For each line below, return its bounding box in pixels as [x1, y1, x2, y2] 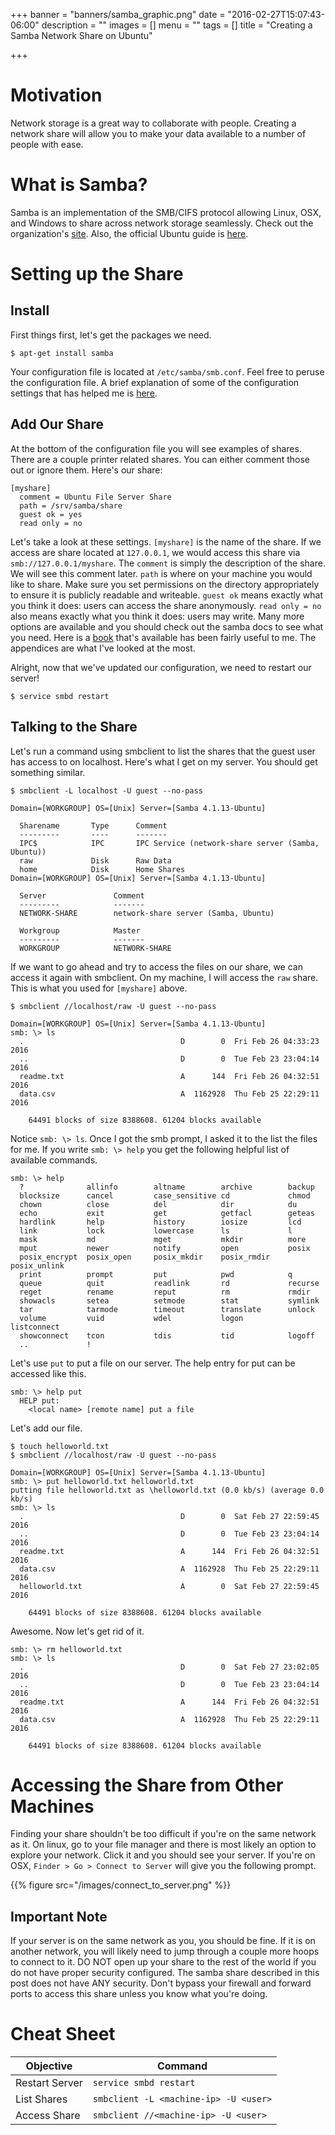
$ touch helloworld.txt [10, 1441, 110, 1451]
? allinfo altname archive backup [19, 1182, 315, 1192]
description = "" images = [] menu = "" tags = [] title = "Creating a [41, 19, 313, 31]
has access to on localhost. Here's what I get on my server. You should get [10, 755, 318, 768]
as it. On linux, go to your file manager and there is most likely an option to [10, 1839, 317, 1851]
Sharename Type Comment [19, 820, 168, 831]
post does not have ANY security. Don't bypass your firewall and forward [10, 1977, 312, 1989]
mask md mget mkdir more [19, 1234, 307, 1244]
